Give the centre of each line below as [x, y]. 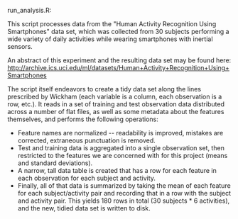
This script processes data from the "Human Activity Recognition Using [112, 24]
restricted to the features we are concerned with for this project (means [123, 156]
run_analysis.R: [29, 10]
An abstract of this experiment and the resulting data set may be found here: [119, 60]
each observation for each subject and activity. [87, 178]
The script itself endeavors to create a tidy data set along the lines [104, 89]
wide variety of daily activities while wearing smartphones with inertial [110, 39]
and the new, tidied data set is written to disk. [84, 208]
